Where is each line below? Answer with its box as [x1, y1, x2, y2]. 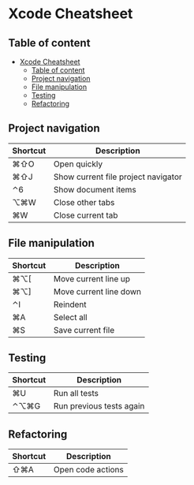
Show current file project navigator [54, 171, 183, 182]
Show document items [54, 184, 136, 195]
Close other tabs [54, 196, 115, 207]
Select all [54, 312, 88, 323]
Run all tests [54, 388, 99, 399]
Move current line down [54, 285, 142, 297]
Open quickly [54, 159, 103, 170]
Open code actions [54, 464, 125, 476]
